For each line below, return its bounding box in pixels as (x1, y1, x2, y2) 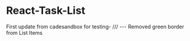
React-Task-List (6, 4, 86, 17)
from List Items (6, 29, 43, 36)
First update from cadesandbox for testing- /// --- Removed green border (6, 23, 185, 30)
